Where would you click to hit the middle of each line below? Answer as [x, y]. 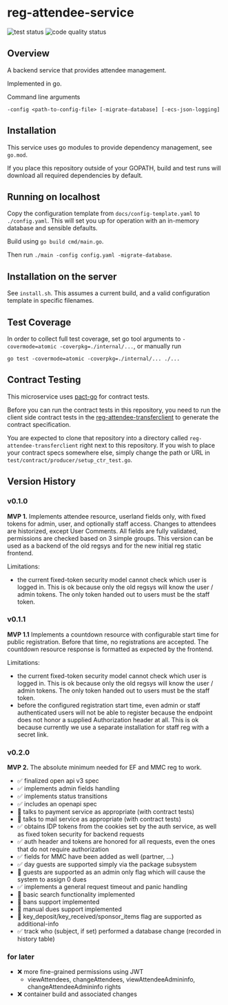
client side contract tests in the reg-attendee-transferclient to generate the [113, 417]
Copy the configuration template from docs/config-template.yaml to [104, 213]
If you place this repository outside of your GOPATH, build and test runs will [114, 168]
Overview [29, 53]
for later [21, 957]
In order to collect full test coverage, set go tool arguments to [94, 339]
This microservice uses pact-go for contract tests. [79, 396]
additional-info [38, 924]
